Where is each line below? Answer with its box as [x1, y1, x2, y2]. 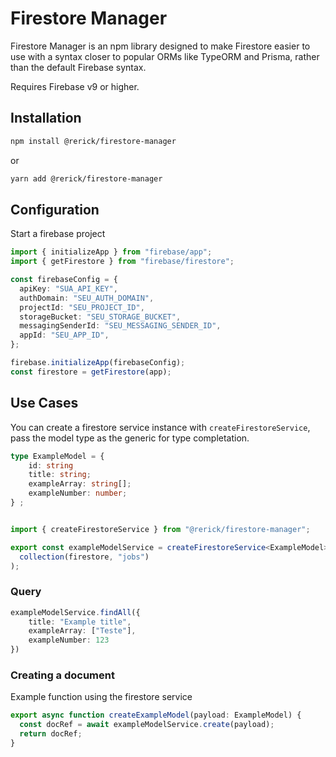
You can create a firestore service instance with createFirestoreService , [10, 421, 311, 433]
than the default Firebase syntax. [10, 61, 147, 73]
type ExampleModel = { [10, 451, 105, 461]
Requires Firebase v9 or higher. [10, 80, 140, 92]
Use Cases [10, 395, 79, 412]
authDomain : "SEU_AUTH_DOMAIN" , [19, 293, 155, 303]
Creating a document [10, 668, 115, 682]
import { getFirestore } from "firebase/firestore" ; [10, 257, 235, 267]
